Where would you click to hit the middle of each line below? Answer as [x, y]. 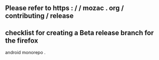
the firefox [22, 40]
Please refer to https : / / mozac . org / [65, 8]
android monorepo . [25, 53]
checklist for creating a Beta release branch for [79, 32]
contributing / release [39, 16]
